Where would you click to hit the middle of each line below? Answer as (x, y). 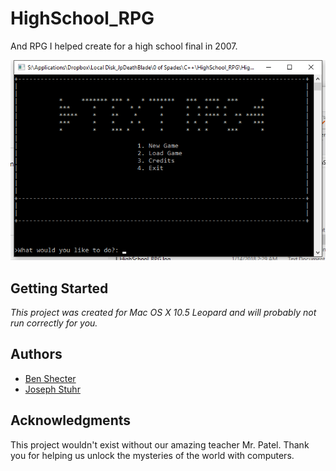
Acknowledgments (71, 420)
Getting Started (59, 288)
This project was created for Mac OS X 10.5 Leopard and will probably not (163, 313)
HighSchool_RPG (82, 18)
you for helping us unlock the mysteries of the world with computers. (152, 455)
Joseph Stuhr (52, 389)
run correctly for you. (54, 323)
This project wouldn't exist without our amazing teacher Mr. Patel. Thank (160, 444)
